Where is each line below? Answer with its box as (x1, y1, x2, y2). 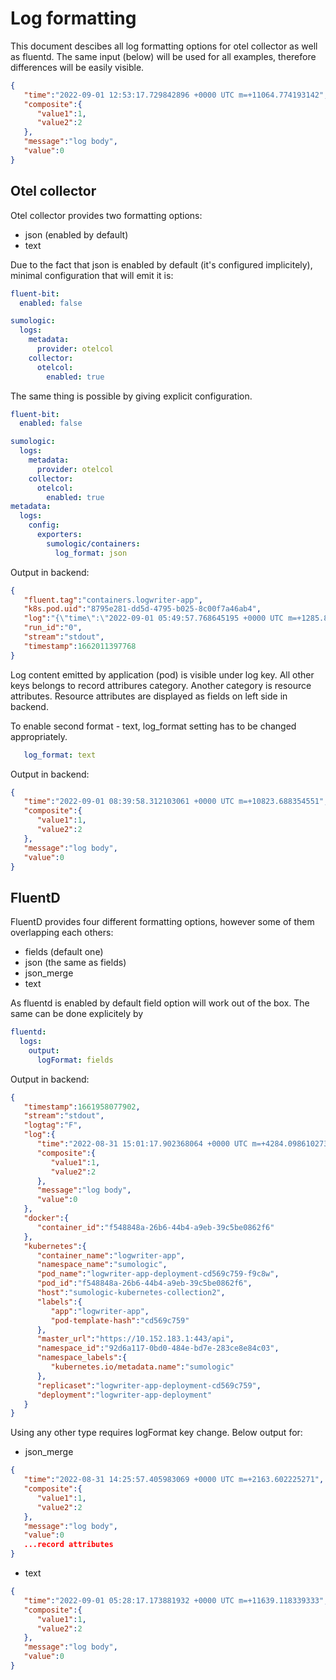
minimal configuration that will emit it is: (10, 269, 174, 281)
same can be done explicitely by (10, 1008, 144, 1020)
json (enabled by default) (24, 228, 129, 241)
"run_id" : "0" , (23, 623, 83, 633)
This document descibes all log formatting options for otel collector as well (10, 40, 318, 52)
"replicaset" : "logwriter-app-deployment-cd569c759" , (36, 1380, 262, 1391)
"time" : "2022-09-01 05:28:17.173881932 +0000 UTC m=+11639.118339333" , (23, 1595, 329, 1606)
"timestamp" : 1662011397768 (23, 641, 137, 651)
